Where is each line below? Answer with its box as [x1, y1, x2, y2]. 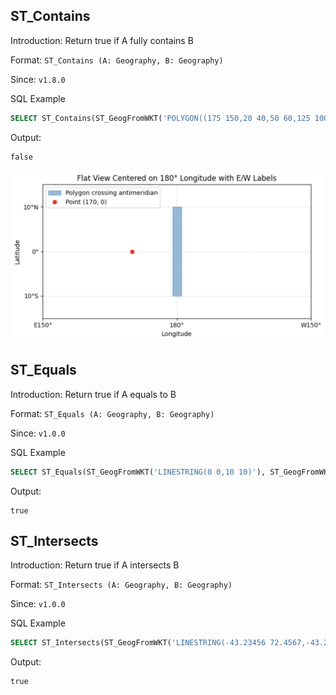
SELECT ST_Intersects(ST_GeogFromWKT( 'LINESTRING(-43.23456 [10, 638, 267, 648]
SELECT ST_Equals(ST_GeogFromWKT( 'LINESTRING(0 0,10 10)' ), [10, 467, 267, 477]
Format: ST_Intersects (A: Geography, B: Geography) [10, 579, 233, 591]
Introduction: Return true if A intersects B [10, 559, 180, 571]
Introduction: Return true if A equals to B [10, 388, 177, 400]
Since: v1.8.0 [10, 73, 66, 85]
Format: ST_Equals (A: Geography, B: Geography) [10, 407, 215, 419]
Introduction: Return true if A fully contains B [10, 34, 194, 46]
